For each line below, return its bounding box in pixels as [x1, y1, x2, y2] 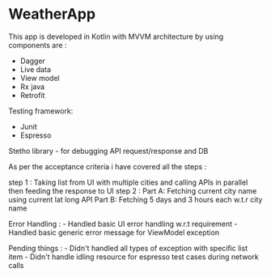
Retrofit [19, 90, 45, 100]
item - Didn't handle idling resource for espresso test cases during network [8, 252, 259, 262]
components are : [8, 40, 67, 49]
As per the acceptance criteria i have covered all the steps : [8, 161, 207, 171]
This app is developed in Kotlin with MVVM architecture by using [8, 32, 224, 41]
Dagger [19, 56, 46, 66]
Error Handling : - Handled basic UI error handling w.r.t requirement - [8, 219, 238, 228]
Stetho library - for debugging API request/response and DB [8, 146, 209, 156]
